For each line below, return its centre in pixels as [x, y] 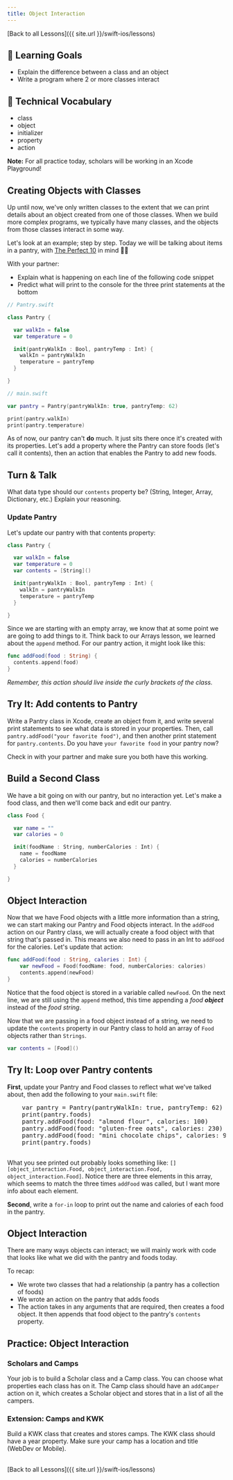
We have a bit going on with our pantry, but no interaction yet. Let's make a [114, 795]
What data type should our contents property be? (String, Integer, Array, [110, 492]
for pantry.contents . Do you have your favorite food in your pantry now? [113, 743]
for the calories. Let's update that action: [65, 947]
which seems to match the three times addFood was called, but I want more [114, 1183]
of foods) [30, 1292]
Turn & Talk [32, 475]
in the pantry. [26, 1211]
